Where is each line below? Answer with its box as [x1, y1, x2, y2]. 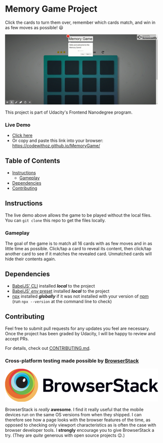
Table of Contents [5, 157, 61, 165]
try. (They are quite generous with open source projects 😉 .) [5, 432, 125, 438]
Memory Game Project [5, 3, 98, 15]
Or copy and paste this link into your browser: [12, 137, 103, 144]
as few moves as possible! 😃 [5, 24, 64, 30]
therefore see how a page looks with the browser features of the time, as [5, 417, 151, 423]
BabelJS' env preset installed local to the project [12, 288, 110, 294]
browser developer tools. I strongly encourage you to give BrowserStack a [5, 427, 154, 433]
